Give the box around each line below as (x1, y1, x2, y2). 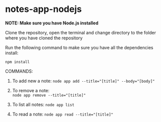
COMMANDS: (5, 68, 33, 74)
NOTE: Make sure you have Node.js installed (5, 20, 99, 26)
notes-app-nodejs (5, 3, 82, 15)
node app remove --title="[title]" (12, 93, 86, 98)
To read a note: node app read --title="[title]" (12, 111, 113, 117)
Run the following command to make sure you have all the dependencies (5, 44, 154, 50)
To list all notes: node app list (12, 101, 75, 108)
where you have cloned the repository (5, 35, 83, 41)
